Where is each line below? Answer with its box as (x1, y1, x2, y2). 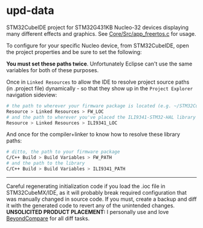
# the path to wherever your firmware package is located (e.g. (6, 102, 172, 109)
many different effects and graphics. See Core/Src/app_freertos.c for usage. (6, 30, 196, 37)
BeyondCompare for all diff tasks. (6, 215, 90, 222)
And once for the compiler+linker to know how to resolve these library (6, 131, 180, 138)
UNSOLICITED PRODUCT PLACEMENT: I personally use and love (6, 208, 169, 215)
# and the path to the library (6, 160, 85, 167)
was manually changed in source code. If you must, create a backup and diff (6, 195, 197, 203)
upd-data (6, 4, 54, 18)
